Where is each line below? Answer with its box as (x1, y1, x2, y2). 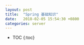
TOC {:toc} (12, 35, 35, 41)
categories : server (5, 21, 46, 26)
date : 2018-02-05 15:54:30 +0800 (5, 16, 79, 21)
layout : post (5, 7, 32, 12)
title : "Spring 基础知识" (5, 12, 58, 17)
